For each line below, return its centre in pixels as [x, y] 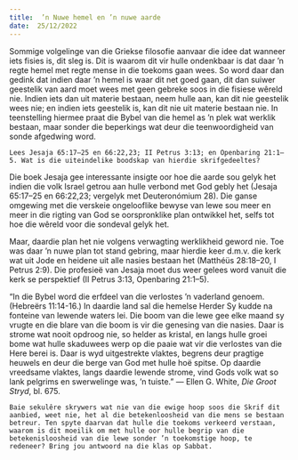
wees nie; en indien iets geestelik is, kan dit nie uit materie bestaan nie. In [144, 108]
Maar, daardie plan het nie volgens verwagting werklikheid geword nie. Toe [147, 241]
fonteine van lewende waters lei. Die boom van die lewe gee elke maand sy [147, 315]
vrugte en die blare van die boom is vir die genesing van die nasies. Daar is [147, 325]
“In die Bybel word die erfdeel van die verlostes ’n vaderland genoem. [137, 296]
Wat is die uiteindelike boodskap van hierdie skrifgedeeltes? [141, 160]
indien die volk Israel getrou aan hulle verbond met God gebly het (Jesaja [143, 186]
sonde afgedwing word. [52, 136]
